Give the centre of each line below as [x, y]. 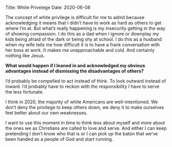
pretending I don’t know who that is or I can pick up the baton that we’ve [82, 134]
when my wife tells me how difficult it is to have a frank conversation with [83, 45]
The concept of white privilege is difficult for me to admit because [75, 17]
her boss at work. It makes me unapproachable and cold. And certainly [80, 50]
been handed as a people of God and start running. [59, 139]
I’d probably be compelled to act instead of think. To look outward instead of [86, 81]
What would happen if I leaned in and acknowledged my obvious [75, 66]
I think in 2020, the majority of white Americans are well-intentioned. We [82, 102]
